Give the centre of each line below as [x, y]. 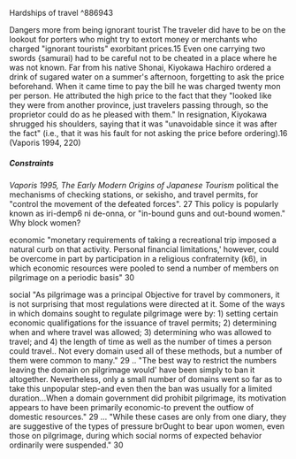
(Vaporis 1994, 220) [45, 142]
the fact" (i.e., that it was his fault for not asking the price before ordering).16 [148, 133]
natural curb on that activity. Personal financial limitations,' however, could [144, 249]
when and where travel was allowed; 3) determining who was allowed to [140, 332]
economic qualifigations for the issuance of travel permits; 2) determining [143, 323]
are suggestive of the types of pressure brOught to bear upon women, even [147, 426]
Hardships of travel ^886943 [61, 13]
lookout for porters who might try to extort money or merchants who [133, 39]
